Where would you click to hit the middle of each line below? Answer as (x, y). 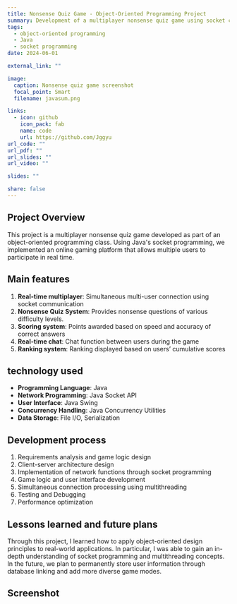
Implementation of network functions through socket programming (114, 472)
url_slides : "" (30, 157)
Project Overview (46, 218)
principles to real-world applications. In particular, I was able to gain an (110, 548)
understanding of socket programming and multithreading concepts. (125, 556)
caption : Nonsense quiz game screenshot (74, 85)
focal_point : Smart (42, 92)
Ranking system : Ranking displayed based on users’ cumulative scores (121, 349)
